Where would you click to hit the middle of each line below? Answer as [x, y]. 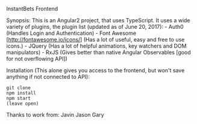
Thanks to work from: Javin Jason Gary [55, 115]
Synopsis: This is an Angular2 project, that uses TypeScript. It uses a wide [98, 20]
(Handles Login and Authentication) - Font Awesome [71, 33]
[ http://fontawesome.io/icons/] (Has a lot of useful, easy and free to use [95, 39]
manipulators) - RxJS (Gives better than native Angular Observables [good [98, 52]
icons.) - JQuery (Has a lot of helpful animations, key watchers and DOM [96, 46]
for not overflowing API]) [37, 59]
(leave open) [23, 104]
